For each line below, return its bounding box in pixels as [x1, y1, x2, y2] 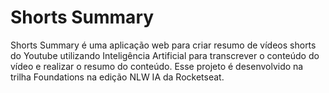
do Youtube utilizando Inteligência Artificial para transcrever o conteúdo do [10, 49, 320, 61]
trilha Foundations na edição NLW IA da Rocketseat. [10, 71, 225, 83]
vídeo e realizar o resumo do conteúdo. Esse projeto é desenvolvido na [10, 60, 304, 72]
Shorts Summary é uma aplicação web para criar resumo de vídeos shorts [10, 39, 317, 51]
